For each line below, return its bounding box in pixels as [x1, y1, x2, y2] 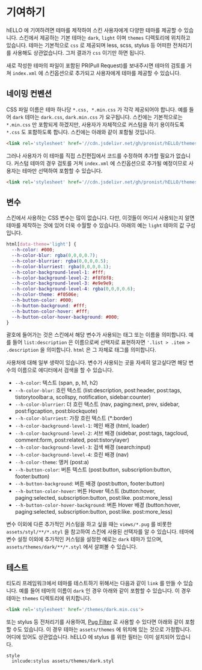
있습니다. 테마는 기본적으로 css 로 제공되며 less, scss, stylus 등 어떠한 [6, 41, 172, 49]
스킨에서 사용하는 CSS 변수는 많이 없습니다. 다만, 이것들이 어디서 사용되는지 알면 [6, 214, 195, 221]
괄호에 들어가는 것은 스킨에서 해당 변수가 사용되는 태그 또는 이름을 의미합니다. [6, 331, 188, 339]
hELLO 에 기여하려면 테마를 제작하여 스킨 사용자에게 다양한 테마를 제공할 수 [6, 26, 183, 34]
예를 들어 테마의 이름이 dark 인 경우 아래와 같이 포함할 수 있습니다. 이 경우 [19, 587, 191, 594]
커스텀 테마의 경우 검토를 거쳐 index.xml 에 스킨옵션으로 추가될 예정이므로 [14, 159, 188, 167]
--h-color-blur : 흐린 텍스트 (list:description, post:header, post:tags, [14, 387, 182, 394]
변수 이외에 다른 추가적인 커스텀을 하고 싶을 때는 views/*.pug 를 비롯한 [6, 521, 173, 528]
